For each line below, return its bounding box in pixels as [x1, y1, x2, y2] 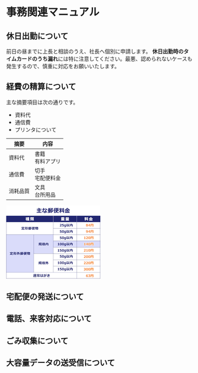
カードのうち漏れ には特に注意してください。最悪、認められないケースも [16, 55, 193, 62]
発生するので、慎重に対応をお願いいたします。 [6, 63, 120, 69]
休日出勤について [6, 31, 69, 41]
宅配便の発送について [6, 292, 84, 302]
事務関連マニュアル [6, 5, 100, 19]
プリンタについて [14, 126, 57, 133]
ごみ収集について [6, 336, 69, 346]
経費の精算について [6, 81, 76, 92]
